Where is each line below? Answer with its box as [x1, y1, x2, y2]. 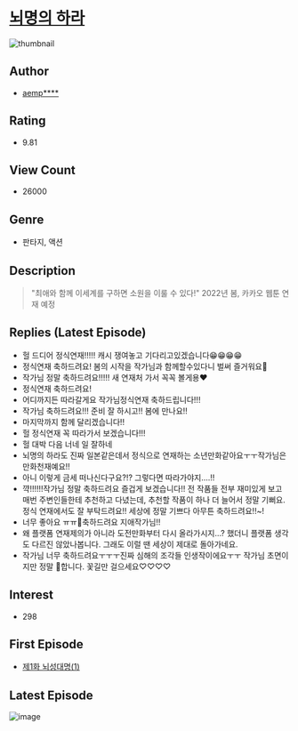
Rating [9, 113, 46, 129]
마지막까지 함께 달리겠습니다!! [21, 416, 125, 427]
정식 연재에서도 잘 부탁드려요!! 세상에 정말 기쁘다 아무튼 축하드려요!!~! [21, 505, 265, 516]
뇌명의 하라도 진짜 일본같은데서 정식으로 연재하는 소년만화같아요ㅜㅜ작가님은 [21, 450, 287, 461]
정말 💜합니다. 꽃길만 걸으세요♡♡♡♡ [38, 561, 172, 572]
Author [9, 64, 49, 79]
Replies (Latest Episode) [9, 325, 147, 341]
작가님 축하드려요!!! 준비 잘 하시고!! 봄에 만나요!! [21, 406, 189, 416]
